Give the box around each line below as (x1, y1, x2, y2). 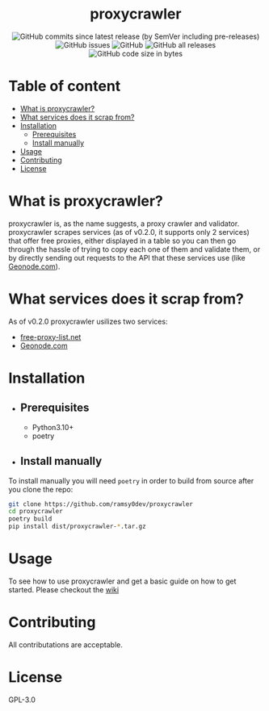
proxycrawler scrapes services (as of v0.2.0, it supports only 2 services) (8, 227, 250, 236)
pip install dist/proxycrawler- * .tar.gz (8, 522, 147, 531)
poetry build (8, 515, 53, 523)
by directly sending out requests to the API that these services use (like (8, 253, 246, 262)
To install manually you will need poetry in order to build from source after (8, 475, 254, 485)
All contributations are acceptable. (8, 639, 124, 650)
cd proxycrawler (8, 508, 63, 516)
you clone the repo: (8, 484, 74, 494)
